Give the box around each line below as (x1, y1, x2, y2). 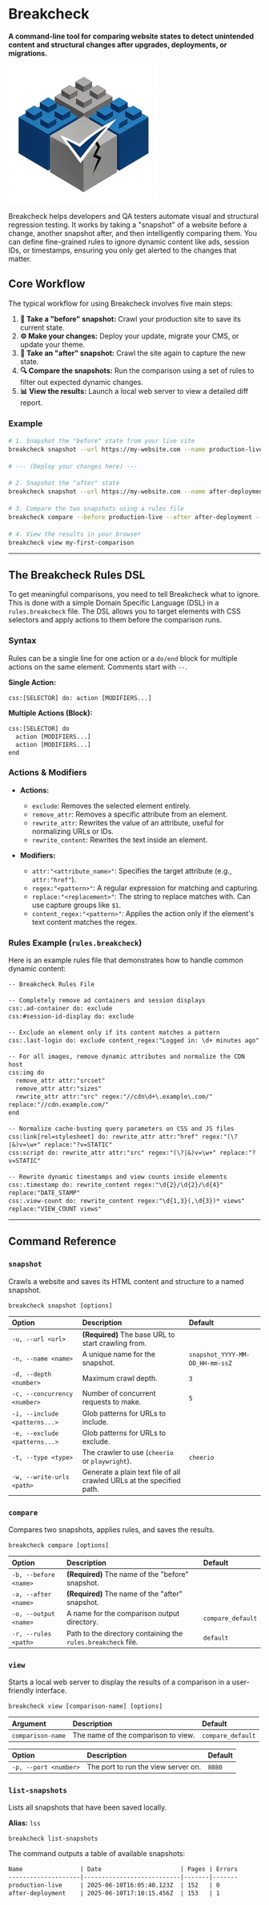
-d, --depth (11, 1371, 52, 1379)
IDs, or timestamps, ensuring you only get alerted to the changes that (8, 245, 237, 255)
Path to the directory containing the (66, 1628, 183, 1638)
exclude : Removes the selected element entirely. (31, 801, 191, 810)
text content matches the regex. (31, 917, 138, 926)
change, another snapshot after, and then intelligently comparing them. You (8, 228, 258, 237)
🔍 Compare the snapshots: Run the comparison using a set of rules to (19, 366, 255, 375)
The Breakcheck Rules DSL (8, 568, 146, 582)
